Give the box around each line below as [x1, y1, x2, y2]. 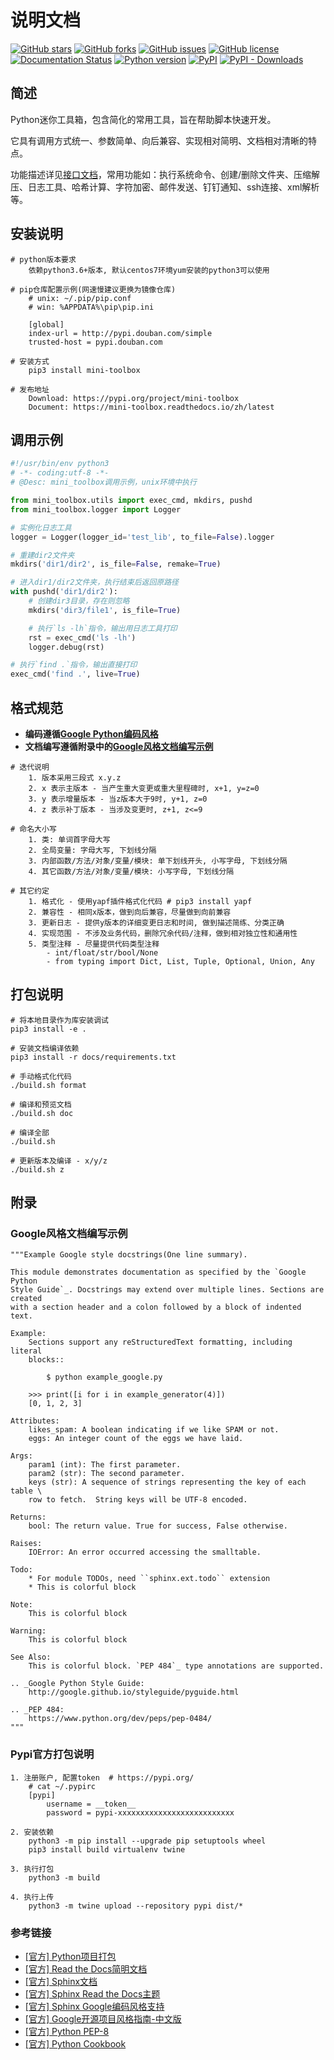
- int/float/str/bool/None [46, 947, 159, 958]
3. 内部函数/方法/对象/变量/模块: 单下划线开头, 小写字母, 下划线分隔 [28, 856, 288, 866]
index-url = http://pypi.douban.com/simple [28, 328, 213, 338]
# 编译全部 [10, 1127, 50, 1138]
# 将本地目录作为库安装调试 [10, 1015, 110, 1025]
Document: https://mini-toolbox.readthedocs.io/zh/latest [28, 402, 275, 412]
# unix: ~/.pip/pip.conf [28, 293, 132, 303]
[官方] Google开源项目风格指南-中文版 [24, 2013, 182, 2025]
